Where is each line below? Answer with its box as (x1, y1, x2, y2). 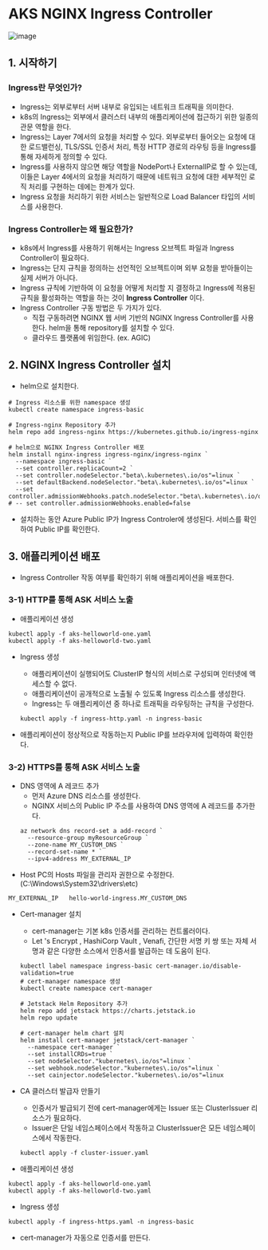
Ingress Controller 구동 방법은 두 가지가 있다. (19, 302, 162, 312)
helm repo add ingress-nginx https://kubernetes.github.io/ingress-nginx (8, 428, 259, 436)
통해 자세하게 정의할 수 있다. (19, 152, 108, 161)
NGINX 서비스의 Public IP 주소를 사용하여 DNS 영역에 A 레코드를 (31, 801, 235, 810)
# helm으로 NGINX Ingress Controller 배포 (8, 444, 145, 451)
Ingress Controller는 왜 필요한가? (8, 223, 134, 235)
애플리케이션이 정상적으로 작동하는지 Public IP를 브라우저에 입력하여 (19, 729, 233, 739)
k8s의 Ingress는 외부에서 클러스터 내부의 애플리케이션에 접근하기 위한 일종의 (19, 112, 259, 121)
